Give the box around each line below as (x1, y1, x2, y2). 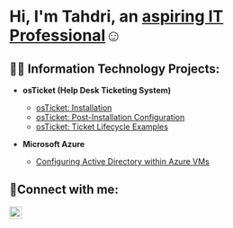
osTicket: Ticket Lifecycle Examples (35, 121, 169, 132)
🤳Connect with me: (9, 182, 119, 197)
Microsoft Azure (22, 139, 85, 149)
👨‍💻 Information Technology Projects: (9, 61, 220, 76)
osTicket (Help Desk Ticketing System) (22, 85, 172, 95)
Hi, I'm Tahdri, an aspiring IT (9, 6, 224, 27)
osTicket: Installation (35, 102, 112, 113)
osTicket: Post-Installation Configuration (35, 112, 185, 122)
